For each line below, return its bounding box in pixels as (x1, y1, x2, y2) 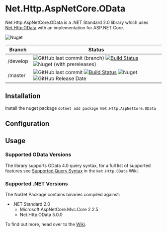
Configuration (5, 120, 50, 128)
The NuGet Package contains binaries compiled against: (5, 192, 120, 198)
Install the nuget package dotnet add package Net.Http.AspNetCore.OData (5, 105, 157, 111)
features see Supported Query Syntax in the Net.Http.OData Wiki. (5, 167, 139, 174)
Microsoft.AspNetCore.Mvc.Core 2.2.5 (19, 207, 98, 213)
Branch (9, 46, 27, 53)
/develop (7, 58, 28, 65)
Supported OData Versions (5, 151, 72, 158)
